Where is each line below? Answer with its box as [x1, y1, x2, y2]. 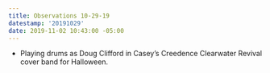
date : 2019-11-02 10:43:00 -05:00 [8, 26, 125, 34]
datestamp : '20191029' [8, 19, 85, 27]
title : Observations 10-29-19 [8, 11, 110, 20]
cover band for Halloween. [19, 57, 109, 67]
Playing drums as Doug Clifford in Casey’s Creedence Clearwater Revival [19, 49, 263, 59]
